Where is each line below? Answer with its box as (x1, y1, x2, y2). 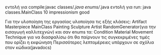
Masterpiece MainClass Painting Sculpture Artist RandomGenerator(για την (5, 24, 156, 30)
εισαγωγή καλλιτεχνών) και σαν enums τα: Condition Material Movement (5, 29, 153, 35)
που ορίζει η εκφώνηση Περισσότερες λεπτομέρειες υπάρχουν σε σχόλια (5, 39, 154, 45)
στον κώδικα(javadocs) (5, 45, 52, 50)
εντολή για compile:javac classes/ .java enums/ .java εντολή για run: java (5, 4, 151, 10)
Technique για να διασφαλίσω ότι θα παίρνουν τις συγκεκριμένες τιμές (5, 34, 150, 40)
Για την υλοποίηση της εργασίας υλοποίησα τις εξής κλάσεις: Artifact (5, 19, 147, 24)
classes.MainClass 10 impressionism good (5, 9, 90, 15)
